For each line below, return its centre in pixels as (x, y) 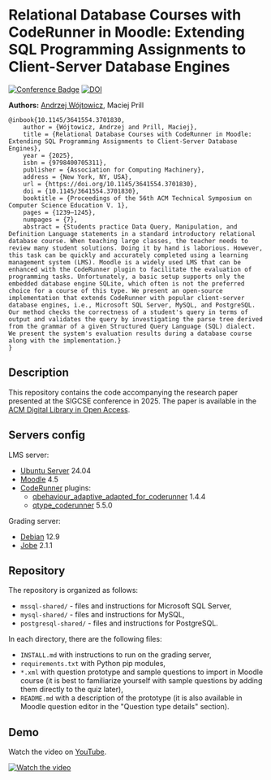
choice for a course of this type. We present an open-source (116, 290)
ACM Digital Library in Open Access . (69, 409)
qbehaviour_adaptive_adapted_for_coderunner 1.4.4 (119, 496)
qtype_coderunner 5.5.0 (72, 505)
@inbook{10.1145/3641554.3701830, (67, 120)
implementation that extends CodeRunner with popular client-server (127, 298)
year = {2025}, (49, 155)
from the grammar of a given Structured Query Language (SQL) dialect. (132, 326)
